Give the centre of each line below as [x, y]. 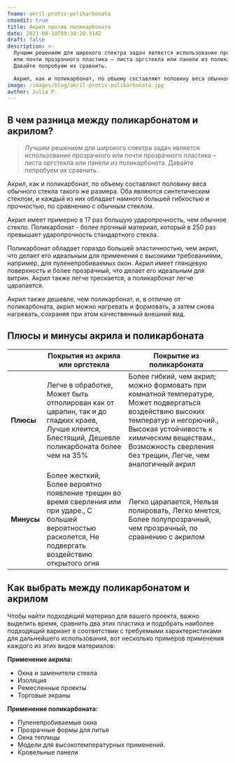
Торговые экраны [44, 695]
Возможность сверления [171, 446]
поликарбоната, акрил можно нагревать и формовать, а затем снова [111, 306]
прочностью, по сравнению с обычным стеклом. [81, 206]
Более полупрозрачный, [170, 519]
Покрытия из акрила [84, 356]
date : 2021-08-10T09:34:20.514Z [54, 33]
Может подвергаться [165, 403]
